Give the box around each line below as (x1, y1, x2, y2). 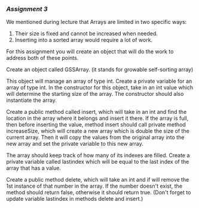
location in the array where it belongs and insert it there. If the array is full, (6, 114, 189, 122)
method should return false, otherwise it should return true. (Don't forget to (6, 189, 191, 196)
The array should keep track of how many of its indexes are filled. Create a (6, 152, 190, 159)
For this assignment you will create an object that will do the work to (6, 48, 174, 55)
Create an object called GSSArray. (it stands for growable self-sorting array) (6, 66, 194, 73)
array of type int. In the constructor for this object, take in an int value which (6, 84, 194, 91)
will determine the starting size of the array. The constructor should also (6, 91, 184, 98)
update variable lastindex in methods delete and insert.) (6, 195, 143, 203)
